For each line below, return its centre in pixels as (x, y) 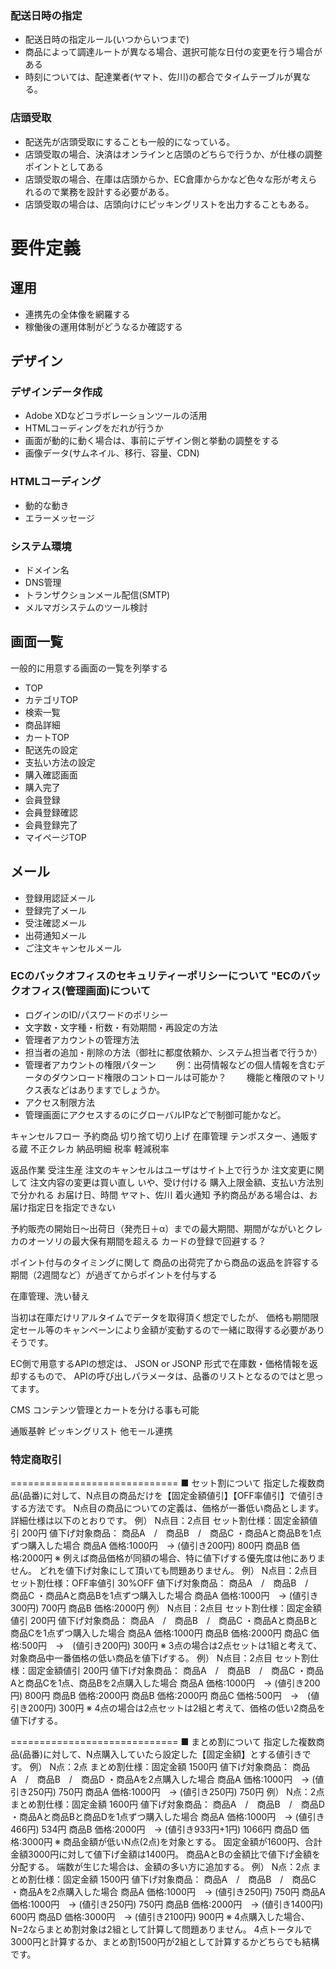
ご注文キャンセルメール (73, 948)
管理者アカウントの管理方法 (82, 1039)
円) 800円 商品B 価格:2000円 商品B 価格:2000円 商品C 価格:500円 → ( (161, 1696)
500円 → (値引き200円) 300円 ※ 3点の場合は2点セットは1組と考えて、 (172, 1646)
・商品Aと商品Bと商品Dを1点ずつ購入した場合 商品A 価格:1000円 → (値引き (167, 1817)
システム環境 (41, 546)
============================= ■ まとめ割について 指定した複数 (163, 1742)
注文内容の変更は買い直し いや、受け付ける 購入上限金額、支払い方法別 (176, 1182)
